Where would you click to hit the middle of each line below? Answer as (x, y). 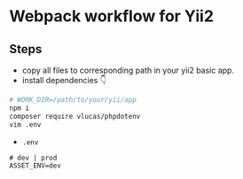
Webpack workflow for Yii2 (112, 16)
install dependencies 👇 (64, 80)
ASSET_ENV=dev (35, 166)
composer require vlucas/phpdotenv (75, 116)
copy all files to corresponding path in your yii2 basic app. (128, 70)
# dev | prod (33, 158)
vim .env (25, 125)
